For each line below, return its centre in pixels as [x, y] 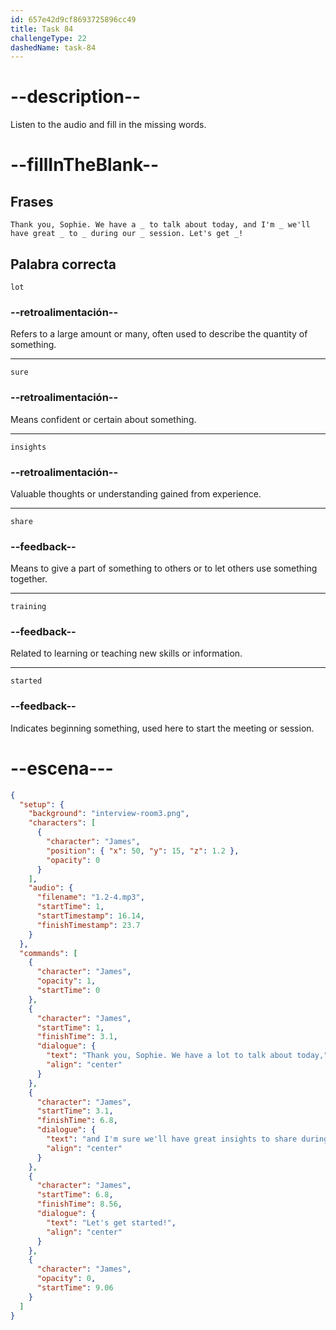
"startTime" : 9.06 [75, 1288]
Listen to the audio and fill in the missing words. [108, 125]
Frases [32, 201]
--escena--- [62, 768]
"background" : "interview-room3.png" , [109, 814]
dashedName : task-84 [53, 47]
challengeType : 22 [48, 38]
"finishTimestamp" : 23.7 [88, 925]
